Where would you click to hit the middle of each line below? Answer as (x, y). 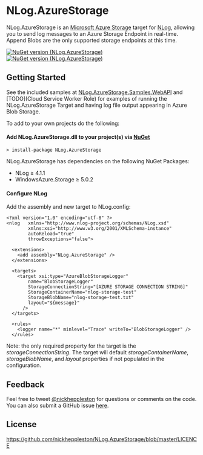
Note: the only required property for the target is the (71, 346)
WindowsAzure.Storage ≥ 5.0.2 (54, 179)
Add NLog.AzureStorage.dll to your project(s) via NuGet (78, 137)
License (22, 424)
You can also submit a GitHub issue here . (58, 405)
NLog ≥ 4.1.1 (30, 173)
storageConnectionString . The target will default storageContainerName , (98, 352)
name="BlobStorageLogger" (61, 282)
